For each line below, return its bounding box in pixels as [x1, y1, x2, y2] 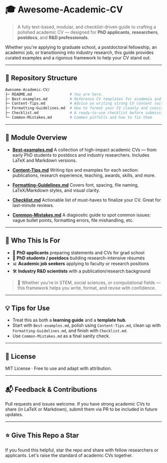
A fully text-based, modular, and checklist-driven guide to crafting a [17, 23, 157, 30]
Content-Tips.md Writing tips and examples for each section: [12, 167, 139, 173]
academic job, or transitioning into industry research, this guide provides [5, 49, 154, 55]
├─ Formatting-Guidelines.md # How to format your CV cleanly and [5, 106, 148, 111]
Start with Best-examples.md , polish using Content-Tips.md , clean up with [12, 322, 161, 328]
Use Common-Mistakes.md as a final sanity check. [12, 333, 110, 339]
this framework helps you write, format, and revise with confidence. [17, 285, 157, 291]
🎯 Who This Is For [5, 236, 61, 245]
